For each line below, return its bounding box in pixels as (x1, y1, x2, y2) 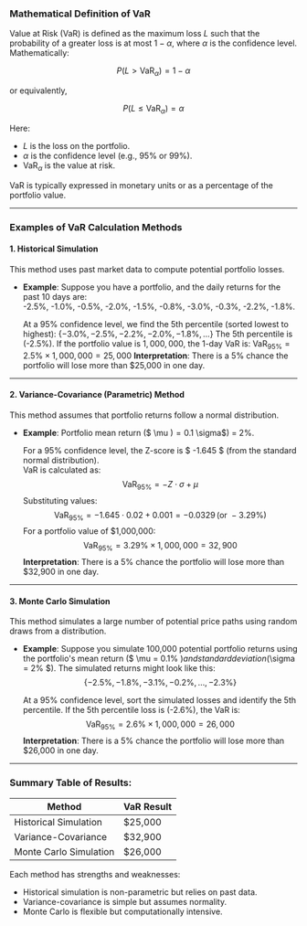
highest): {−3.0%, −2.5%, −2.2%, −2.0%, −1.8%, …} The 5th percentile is (22, 328, 293, 339)
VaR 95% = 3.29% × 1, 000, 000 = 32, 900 (83, 540, 238, 553)
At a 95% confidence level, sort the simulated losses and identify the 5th (22, 695, 297, 706)
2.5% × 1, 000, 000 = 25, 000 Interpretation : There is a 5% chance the (22, 350, 289, 361)
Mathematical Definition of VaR (9, 7, 151, 20)
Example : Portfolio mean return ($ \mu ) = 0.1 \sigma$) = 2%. (22, 427, 255, 438)
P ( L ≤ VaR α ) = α (122, 103, 185, 116)
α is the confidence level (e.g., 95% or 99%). (22, 150, 193, 161)
